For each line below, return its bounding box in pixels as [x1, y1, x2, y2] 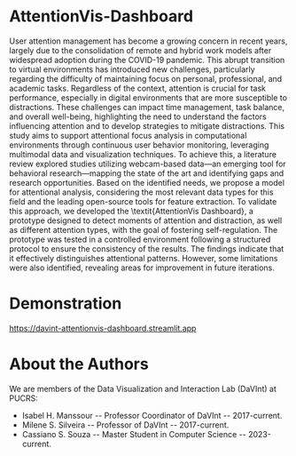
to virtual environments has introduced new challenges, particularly [9, 64, 255, 75]
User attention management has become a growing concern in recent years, [9, 36, 288, 46]
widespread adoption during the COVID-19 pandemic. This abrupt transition [9, 54, 285, 65]
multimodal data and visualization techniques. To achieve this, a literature [9, 148, 277, 159]
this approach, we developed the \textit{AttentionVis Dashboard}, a [9, 205, 254, 216]
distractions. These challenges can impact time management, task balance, [9, 101, 285, 112]
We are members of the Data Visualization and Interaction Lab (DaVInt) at [9, 383, 277, 394]
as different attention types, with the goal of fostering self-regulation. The [9, 224, 278, 235]
